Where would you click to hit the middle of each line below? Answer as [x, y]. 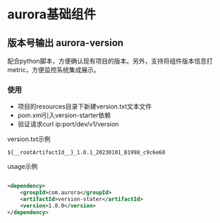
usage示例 [23, 167]
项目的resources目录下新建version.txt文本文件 [85, 107]
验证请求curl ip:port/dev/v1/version [68, 124]
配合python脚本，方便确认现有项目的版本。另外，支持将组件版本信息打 [110, 61]
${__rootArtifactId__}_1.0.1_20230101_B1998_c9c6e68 [86, 152]
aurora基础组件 [52, 14]
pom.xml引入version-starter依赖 [64, 115]
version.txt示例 [29, 139]
